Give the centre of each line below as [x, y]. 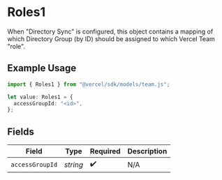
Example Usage [42, 68]
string [74, 165]
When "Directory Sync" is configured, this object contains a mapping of [110, 31]
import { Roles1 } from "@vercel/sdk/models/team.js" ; [89, 84]
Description [147, 151]
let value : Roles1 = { [40, 97]
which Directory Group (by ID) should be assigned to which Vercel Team [111, 38]
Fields [21, 132]
